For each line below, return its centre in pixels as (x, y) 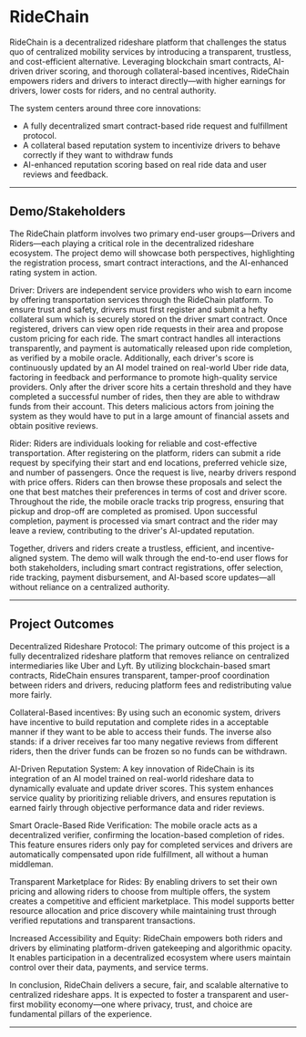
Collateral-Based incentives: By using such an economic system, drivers (145, 712)
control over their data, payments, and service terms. (109, 967)
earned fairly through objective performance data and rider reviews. (137, 807)
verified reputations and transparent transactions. (102, 920)
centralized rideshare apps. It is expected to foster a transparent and (138, 994)
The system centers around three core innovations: (106, 108)
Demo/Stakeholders (67, 212)
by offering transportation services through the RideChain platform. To (142, 299)
